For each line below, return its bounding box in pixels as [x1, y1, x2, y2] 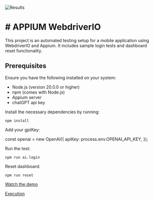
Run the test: [5, 145, 31, 151]
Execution [5, 190, 25, 196]
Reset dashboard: [5, 163, 40, 169]
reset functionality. [5, 47, 43, 53]
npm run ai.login [5, 155, 40, 160]
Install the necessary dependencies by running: [5, 109, 100, 115]
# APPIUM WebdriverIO [5, 22, 101, 32]
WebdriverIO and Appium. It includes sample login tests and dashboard [5, 43, 147, 48]
